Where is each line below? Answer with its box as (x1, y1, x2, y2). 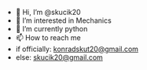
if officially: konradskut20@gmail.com (15, 44, 139, 53)
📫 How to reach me (15, 33, 81, 42)
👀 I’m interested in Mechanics (15, 16, 112, 25)
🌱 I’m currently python (15, 24, 88, 33)
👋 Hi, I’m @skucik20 (15, 8, 81, 17)
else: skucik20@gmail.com (15, 53, 104, 62)
